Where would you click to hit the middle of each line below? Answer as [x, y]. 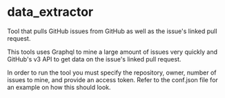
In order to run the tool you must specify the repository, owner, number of [112, 72]
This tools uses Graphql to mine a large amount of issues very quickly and [112, 52]
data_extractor [50, 12]
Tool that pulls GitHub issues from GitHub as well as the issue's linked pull [112, 31]
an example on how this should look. [59, 87]
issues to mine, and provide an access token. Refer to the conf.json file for [113, 79]
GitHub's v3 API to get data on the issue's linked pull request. [94, 59]
